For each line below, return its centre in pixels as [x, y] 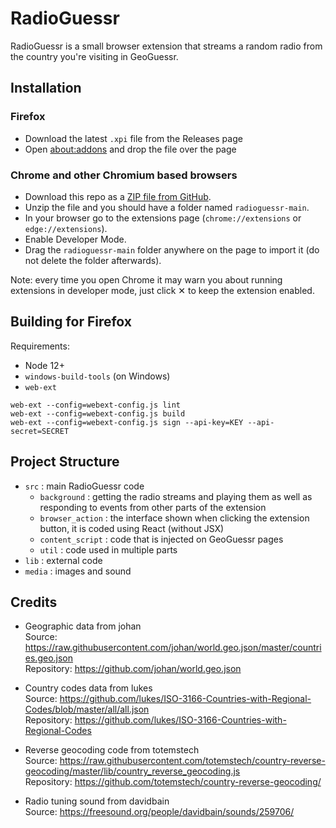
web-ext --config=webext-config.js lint [96, 405]
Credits [34, 602]
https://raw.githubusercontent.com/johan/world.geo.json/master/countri [173, 648]
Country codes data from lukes [88, 688]
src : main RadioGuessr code [84, 486]
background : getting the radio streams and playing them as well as [176, 496]
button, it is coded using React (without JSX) [132, 528]
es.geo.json [49, 658]
